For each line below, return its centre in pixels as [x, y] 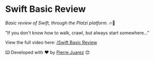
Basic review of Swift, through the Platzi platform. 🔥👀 [60, 23]
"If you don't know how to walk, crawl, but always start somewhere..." [77, 33]
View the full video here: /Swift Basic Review [51, 42]
